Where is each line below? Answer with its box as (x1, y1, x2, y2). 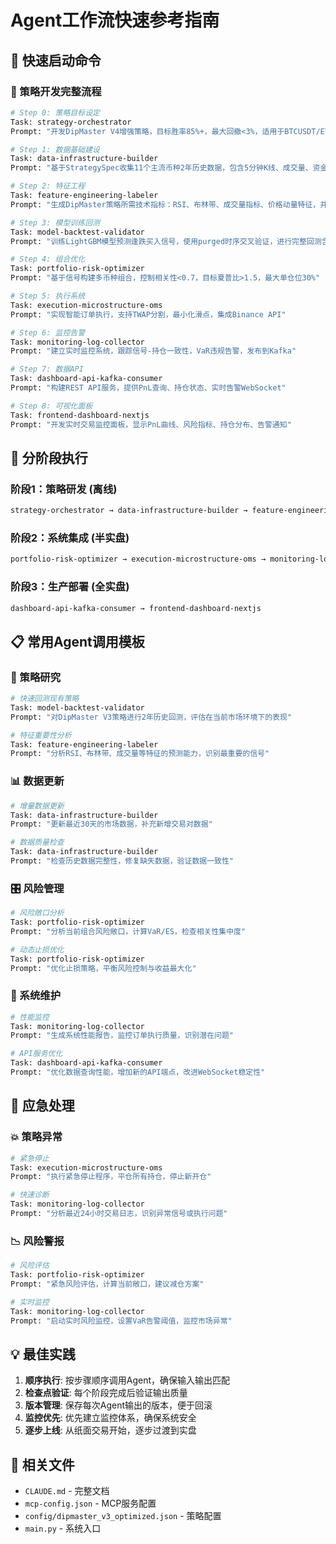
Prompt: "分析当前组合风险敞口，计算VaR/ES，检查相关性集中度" (10, 926, 247, 936)
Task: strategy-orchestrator (10, 117, 132, 127)
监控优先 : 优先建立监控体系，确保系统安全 (24, 1412, 197, 1424)
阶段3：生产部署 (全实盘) (10, 580, 130, 594)
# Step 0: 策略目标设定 (10, 107, 100, 118)
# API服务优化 (10, 1049, 63, 1059)
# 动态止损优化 (10, 944, 65, 955)
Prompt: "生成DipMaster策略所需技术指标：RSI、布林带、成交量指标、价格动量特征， (10, 199, 321, 210)
